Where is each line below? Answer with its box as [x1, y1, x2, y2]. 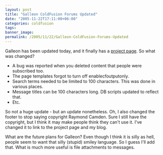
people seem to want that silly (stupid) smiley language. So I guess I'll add [5, 139, 155, 145]
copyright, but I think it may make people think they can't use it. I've [5, 119, 142, 125]
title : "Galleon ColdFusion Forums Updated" [5, 12, 98, 17]
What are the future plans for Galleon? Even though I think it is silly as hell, [5, 133, 155, 140]
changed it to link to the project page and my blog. [5, 124, 107, 130]
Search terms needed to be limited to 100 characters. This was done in [12, 78, 156, 84]
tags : [5, 26, 16, 30]
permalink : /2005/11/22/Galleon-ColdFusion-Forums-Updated [5, 35, 129, 40]
